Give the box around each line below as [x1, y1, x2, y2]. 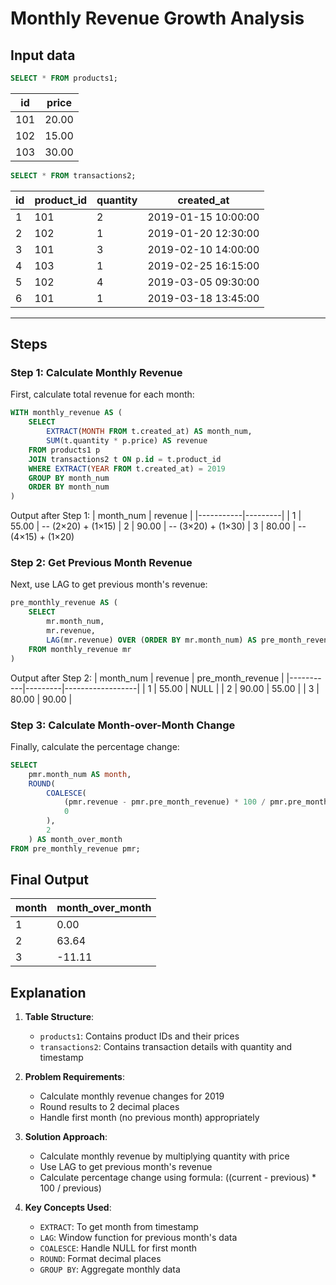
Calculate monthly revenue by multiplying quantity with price [39, 1150, 290, 1162]
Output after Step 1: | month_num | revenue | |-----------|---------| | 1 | [10, 510, 302, 522]
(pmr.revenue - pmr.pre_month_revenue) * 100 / [63, 797, 267, 807]
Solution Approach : [24, 1131, 108, 1143]
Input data [10, 47, 76, 64]
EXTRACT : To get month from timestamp [39, 1221, 199, 1233]
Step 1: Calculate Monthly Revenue [10, 366, 183, 380]
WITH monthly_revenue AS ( [10, 408, 123, 418]
